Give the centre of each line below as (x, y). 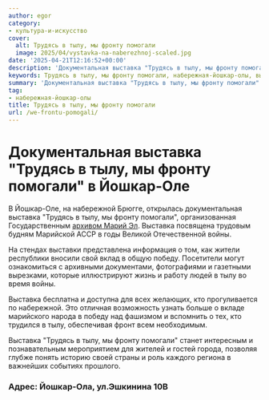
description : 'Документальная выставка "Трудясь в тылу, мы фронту (123, 68)
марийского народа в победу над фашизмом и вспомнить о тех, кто (125, 316)
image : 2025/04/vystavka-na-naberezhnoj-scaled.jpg (104, 53)
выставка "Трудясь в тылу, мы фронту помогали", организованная (122, 216)
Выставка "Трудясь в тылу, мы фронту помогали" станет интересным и (131, 340)
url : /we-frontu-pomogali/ (53, 113)
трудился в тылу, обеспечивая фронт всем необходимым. (108, 325)
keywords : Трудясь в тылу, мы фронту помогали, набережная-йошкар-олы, (130, 75)
